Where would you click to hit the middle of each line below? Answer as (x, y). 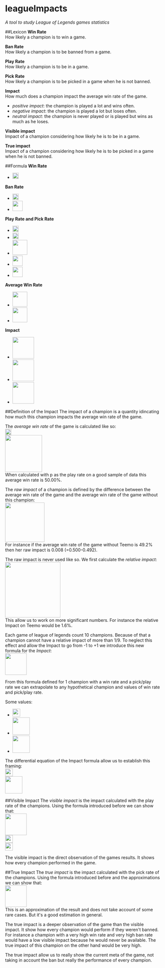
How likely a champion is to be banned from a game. (58, 52)
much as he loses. (30, 121)
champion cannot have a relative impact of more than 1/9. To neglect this (79, 640)
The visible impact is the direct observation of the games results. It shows (80, 857)
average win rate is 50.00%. (34, 480)
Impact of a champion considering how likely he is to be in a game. (73, 136)
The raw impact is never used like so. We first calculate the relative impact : (81, 559)
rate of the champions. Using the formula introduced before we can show (79, 806)
